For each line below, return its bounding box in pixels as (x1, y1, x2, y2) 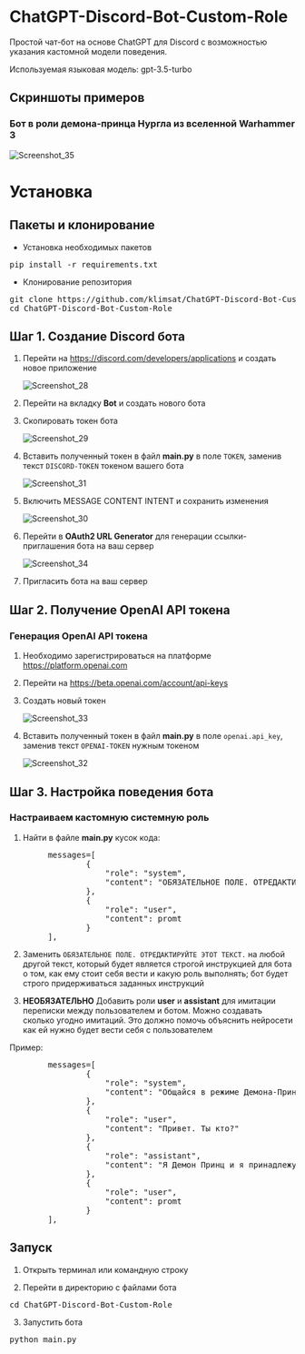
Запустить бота (22, 1317, 84, 1328)
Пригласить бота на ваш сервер (22, 576, 148, 587)
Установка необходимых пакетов (22, 241, 152, 252)
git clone (9, 294, 53, 304)
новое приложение (22, 362, 97, 374)
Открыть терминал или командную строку (22, 1264, 189, 1275)
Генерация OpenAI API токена (9, 630, 148, 642)
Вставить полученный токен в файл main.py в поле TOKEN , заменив (22, 450, 282, 461)
